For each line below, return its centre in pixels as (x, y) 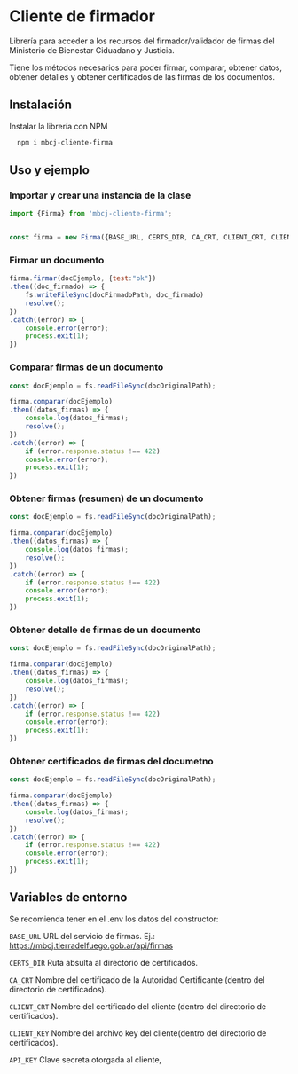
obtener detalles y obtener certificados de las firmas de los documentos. (142, 76)
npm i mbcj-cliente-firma (65, 142)
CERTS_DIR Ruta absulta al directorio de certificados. (103, 962)
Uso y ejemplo (50, 170)
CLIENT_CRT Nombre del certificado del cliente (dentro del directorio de (138, 1006)
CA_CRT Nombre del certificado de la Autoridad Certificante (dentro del (137, 980)
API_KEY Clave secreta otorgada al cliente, (86, 1059)
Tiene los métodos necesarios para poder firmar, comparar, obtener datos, (145, 67)
